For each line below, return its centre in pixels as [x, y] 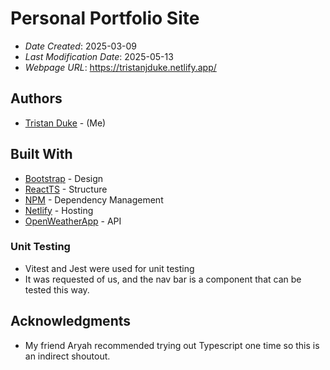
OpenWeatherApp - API [73, 221]
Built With [41, 154]
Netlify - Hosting [59, 210]
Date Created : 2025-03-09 [81, 46]
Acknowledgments [71, 321]
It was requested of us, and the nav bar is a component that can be [163, 279]
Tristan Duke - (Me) [65, 123]
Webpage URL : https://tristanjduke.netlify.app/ [120, 67]
